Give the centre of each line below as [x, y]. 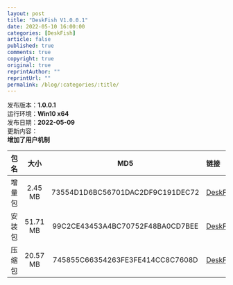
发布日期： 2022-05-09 [41, 123]
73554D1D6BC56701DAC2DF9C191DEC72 [125, 193]
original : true [29, 65]
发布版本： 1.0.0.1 [32, 105]
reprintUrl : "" [29, 78]
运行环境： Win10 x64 [38, 114]
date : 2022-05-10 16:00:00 [46, 26]
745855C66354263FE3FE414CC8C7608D [125, 260]
